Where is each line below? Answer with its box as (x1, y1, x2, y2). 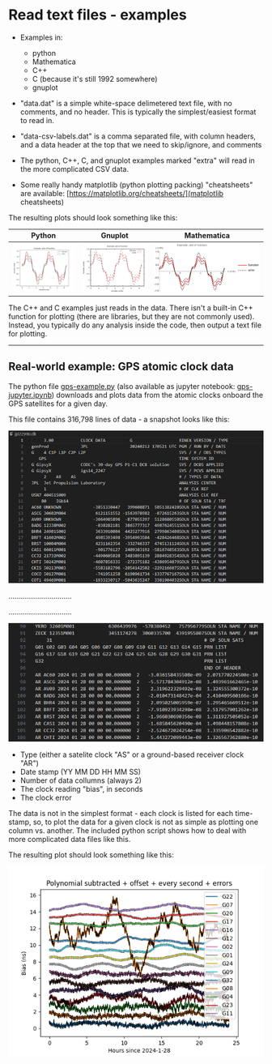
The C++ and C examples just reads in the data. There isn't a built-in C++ (8, 302, 253, 313)
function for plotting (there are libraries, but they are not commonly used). (8, 311, 255, 321)
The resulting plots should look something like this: (8, 212, 178, 222)
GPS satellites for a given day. (8, 399, 108, 408)
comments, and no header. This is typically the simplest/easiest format (19, 107, 257, 117)
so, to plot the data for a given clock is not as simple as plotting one (32, 817, 259, 827)
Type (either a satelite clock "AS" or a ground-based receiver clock (19, 750, 244, 759)
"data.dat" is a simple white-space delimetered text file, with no (19, 98, 232, 108)
